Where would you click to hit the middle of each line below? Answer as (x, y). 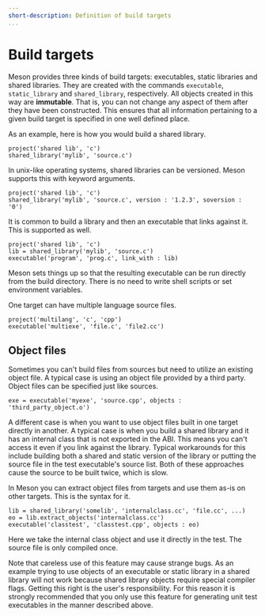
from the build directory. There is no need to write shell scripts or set (120, 281)
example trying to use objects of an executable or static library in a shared (129, 572)
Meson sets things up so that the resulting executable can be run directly (127, 273)
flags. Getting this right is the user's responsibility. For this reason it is (122, 588)
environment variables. (45, 289)
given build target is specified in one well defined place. (99, 119)
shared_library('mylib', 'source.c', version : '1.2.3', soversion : (125, 200)
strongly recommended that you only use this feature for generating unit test (133, 597)
